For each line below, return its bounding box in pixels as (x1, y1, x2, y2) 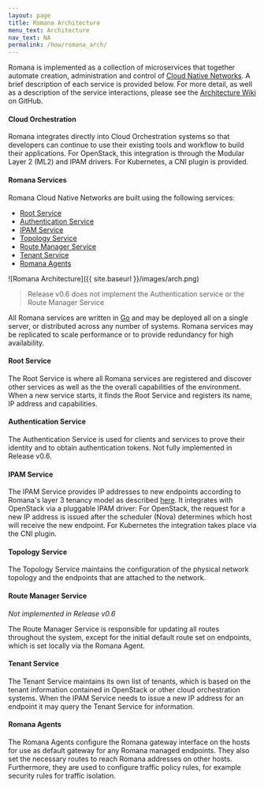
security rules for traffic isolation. (8, 771, 117, 780)
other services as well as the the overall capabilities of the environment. (8, 382, 242, 391)
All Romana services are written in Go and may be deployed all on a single (8, 313, 248, 322)
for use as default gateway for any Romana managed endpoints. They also (8, 745, 250, 755)
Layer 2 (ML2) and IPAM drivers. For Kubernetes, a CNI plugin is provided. (8, 157, 249, 167)
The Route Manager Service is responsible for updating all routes (8, 624, 220, 633)
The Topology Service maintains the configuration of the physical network (8, 564, 250, 574)
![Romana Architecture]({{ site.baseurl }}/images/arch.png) (8, 273, 199, 283)
